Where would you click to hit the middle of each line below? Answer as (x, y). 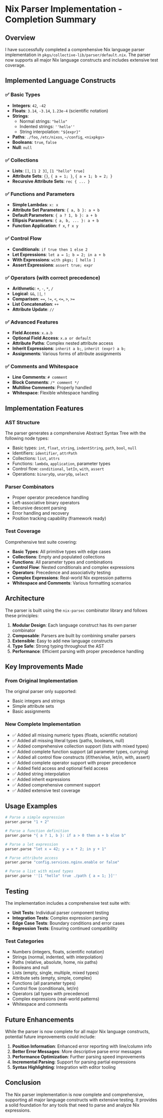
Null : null (22, 147)
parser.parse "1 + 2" (27, 822)
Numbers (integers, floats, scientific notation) (58, 952)
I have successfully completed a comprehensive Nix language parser (75, 49)
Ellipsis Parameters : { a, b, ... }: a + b (55, 221)
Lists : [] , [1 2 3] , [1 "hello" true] (48, 170)
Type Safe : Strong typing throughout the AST (58, 646)
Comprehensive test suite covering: (41, 542)
